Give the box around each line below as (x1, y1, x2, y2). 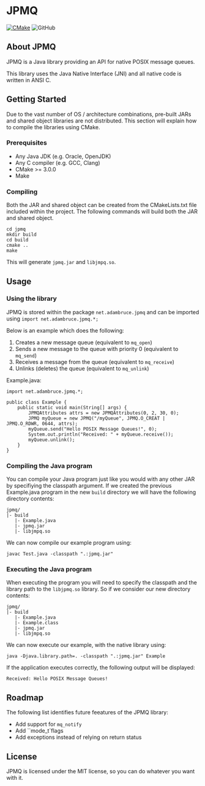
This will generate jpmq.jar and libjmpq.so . (6, 259, 116, 266)
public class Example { (6, 399, 67, 405)
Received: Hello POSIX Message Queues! (6, 676, 108, 682)
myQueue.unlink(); (28, 436, 75, 443)
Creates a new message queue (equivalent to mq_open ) (15, 338, 153, 346)
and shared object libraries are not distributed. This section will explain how (6, 117, 197, 124)
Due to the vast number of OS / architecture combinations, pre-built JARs (6, 110, 192, 118)
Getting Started (6, 94, 67, 105)
